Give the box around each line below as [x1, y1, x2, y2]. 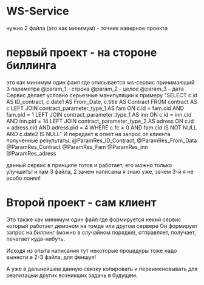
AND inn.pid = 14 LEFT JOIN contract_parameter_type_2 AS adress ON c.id [6, 117, 194, 125]
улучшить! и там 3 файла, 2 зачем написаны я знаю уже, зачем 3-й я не [6, 168, 194, 175]
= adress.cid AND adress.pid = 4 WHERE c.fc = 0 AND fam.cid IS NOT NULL [6, 123, 197, 131]
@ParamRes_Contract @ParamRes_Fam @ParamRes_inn [6, 143, 148, 150]
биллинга [6, 59, 56, 72]
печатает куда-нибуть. [6, 235, 66, 242]
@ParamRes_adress [6, 149, 56, 157]
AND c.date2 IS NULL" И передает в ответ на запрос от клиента [6, 130, 171, 137]
